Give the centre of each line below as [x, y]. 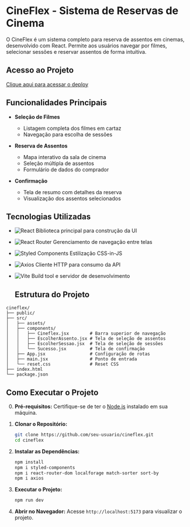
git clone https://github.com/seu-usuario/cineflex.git [84, 435]
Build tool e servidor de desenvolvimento [81, 276]
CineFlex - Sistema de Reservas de [92, 11]
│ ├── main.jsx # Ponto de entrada [72, 359]
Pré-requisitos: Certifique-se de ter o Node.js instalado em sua [91, 407]
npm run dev [29, 500]
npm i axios [29, 478]
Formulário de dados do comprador [66, 169]
